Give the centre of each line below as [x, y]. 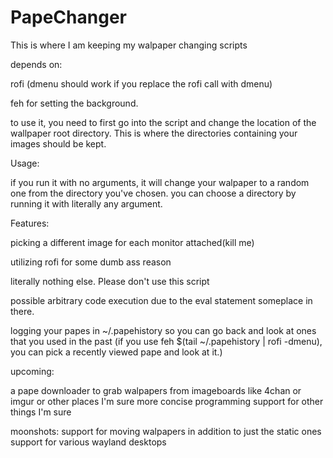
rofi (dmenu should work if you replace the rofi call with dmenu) [141, 83]
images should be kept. [58, 143]
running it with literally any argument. [86, 203]
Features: [30, 223]
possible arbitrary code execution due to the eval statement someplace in [161, 300]
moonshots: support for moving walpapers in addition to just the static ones [166, 431]
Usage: [25, 163]
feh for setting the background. [74, 103]
